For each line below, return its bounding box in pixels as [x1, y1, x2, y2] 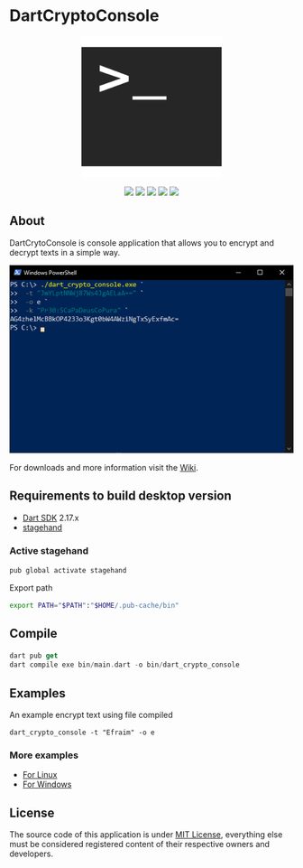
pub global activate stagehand [9, 566, 127, 575]
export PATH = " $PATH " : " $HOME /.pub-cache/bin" [9, 601, 179, 610]
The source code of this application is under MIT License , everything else [9, 829, 283, 840]
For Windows [22, 779, 72, 790]
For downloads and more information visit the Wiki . [9, 462, 198, 472]
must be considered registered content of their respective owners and [9, 839, 271, 850]
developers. [9, 848, 54, 859]
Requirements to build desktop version [9, 489, 232, 504]
